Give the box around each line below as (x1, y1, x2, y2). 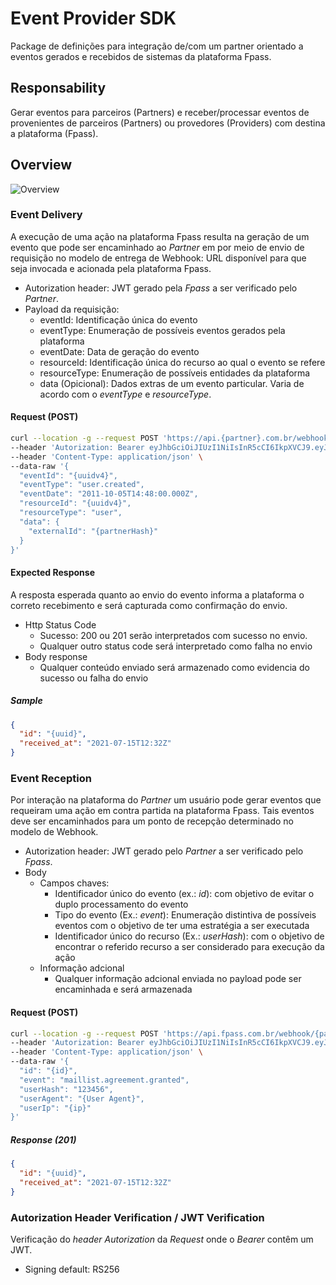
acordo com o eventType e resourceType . (39, 388, 212, 400)
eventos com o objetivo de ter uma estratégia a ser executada (54, 920, 310, 932)
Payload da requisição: (24, 303, 120, 315)
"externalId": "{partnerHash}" (28, 526, 159, 536)
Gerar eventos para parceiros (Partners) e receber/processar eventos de (10, 106, 310, 118)
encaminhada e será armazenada (54, 983, 193, 996)
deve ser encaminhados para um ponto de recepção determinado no (10, 815, 294, 827)
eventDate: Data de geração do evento (39, 345, 200, 357)
